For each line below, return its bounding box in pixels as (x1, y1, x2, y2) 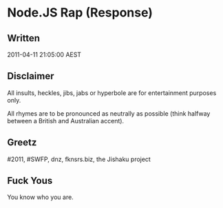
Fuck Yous (7, 175, 53, 187)
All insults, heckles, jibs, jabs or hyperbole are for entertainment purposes (7, 88, 217, 97)
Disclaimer (7, 70, 54, 82)
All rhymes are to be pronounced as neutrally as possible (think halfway (7, 109, 211, 118)
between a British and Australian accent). (7, 116, 125, 125)
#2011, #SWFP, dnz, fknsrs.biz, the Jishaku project (7, 155, 151, 163)
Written (7, 32, 40, 44)
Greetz (7, 136, 37, 149)
